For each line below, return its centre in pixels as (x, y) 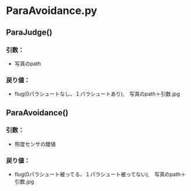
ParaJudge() (29, 32)
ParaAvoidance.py (52, 11)
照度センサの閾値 (35, 144)
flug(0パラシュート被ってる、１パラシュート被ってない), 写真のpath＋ (100, 174)
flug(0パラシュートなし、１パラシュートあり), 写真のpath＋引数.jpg (97, 94)
